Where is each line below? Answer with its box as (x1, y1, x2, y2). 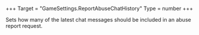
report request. (5, 23, 43, 29)
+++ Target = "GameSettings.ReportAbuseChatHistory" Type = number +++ (5, 5, 194, 12)
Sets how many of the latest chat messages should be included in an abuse (5, 16, 192, 23)
